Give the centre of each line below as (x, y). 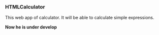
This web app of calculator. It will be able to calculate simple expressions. (79, 18)
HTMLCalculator (25, 7)
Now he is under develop (31, 27)
